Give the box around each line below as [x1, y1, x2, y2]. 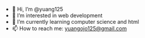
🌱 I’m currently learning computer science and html [11, 18, 140, 25]
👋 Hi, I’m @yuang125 [11, 6, 63, 12]
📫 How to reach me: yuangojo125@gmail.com [11, 25, 128, 32]
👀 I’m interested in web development [11, 12, 103, 19]
